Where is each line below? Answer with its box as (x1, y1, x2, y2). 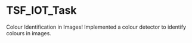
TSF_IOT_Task (6, 4, 77, 17)
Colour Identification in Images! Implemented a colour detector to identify (6, 23, 187, 30)
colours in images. (6, 29, 52, 36)
